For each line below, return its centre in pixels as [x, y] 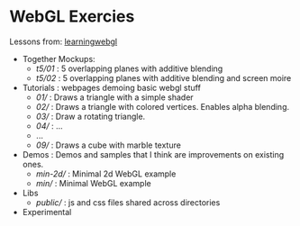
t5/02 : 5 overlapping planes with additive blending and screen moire [164, 77]
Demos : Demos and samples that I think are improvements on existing [153, 154]
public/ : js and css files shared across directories [128, 202]
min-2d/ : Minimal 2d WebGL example [106, 174]
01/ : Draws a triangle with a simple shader [114, 97]
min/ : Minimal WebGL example [93, 183]
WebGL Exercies [72, 17]
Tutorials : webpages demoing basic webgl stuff [111, 87]
